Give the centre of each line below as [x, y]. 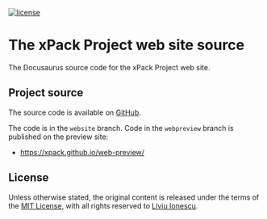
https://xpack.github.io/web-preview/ [82, 152]
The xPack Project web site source [126, 45]
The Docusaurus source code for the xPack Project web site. [109, 67]
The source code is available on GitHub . [75, 112]
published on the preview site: [58, 137]
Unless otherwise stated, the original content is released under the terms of [134, 197]
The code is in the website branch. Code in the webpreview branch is [121, 128]
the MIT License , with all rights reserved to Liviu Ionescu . [103, 205]
